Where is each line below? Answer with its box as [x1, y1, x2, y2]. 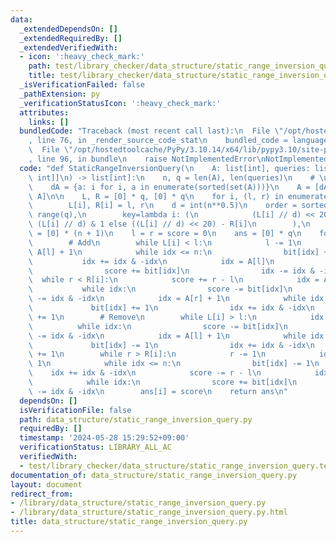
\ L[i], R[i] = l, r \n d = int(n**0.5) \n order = [28, 201, 298, 211]
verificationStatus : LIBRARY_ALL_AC [19, 442, 172, 453]
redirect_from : [10, 489, 74, 499]
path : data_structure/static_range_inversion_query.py [19, 414, 253, 425]
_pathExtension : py [19, 89, 101, 99]
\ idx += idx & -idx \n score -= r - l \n [28, 368, 262, 378]
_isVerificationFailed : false [19, 80, 145, 90]
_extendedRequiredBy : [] [19, 33, 123, 43]
